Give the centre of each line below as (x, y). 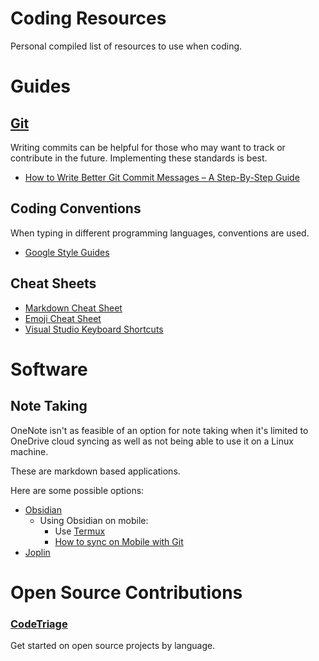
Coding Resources (88, 18)
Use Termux (80, 531)
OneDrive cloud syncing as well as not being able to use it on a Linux (152, 441)
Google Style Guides (67, 252)
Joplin (37, 552)
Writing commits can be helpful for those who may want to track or (148, 147)
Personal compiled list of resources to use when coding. (126, 46)
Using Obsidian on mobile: (94, 520)
